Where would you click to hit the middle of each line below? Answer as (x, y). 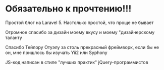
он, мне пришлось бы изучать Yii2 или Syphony (56, 52)
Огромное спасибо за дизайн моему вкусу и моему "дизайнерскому (80, 32)
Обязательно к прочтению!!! (68, 9)
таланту (14, 37)
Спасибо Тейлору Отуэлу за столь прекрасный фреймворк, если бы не (82, 47)
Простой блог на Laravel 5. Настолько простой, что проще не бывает (79, 22)
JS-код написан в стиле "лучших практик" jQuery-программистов (77, 62)
